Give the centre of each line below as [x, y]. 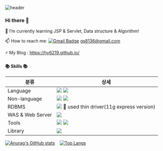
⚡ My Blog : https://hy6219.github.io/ [42, 53]
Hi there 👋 [17, 20]
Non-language [25, 99]
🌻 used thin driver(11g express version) [109, 107]
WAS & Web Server [30, 114]
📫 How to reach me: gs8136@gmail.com [63, 41]
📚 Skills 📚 [17, 66]
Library [16, 131]
